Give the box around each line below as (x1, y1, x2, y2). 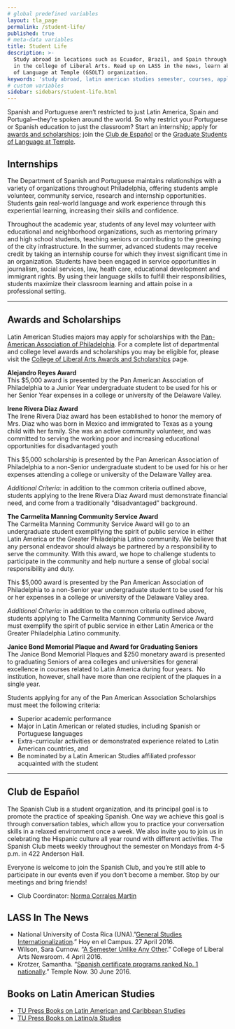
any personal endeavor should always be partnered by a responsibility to (7, 542, 218, 551)
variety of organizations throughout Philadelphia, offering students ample (7, 184, 218, 192)
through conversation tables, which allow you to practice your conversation (7, 819, 225, 828)
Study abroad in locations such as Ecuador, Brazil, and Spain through (13, 56, 227, 63)
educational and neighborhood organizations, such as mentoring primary (7, 227, 218, 236)
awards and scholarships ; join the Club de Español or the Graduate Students (7, 130, 227, 139)
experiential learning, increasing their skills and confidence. (7, 206, 179, 215)
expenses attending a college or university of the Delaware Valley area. (7, 470, 213, 478)
